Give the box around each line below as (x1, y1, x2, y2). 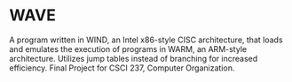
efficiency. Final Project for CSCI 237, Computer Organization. (9, 63, 235, 73)
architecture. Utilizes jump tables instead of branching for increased (9, 53, 258, 63)
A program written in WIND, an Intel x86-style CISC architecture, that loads (9, 34, 283, 45)
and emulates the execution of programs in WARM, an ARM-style (9, 43, 247, 54)
